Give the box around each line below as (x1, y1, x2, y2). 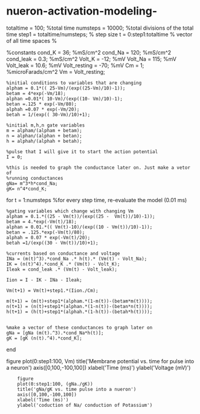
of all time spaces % (6, 37, 57, 44)
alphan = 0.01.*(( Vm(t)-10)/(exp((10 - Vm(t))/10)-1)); (6, 224, 153, 230)
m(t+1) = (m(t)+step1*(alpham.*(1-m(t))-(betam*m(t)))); (6, 298, 153, 304)
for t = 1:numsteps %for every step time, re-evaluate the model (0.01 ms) (6, 196, 187, 203)
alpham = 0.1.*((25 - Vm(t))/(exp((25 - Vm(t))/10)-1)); (6, 213, 155, 219)
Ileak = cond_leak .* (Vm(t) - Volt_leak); (6, 266, 118, 272)
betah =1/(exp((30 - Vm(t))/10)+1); (6, 240, 98, 246)
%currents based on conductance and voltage (6, 250, 120, 257)
